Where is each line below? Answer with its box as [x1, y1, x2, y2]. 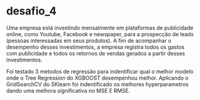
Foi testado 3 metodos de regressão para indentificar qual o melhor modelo [6, 67, 194, 75]
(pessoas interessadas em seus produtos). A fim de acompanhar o [6, 37, 172, 44]
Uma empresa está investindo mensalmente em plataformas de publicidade [6, 24, 194, 31]
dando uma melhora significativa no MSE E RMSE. [6, 87, 131, 94]
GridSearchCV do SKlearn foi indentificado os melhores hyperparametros [6, 80, 189, 88]
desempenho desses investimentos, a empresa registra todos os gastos [6, 43, 185, 51]
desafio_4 [6, 4, 57, 18]
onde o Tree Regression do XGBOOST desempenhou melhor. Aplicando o [6, 74, 189, 81]
